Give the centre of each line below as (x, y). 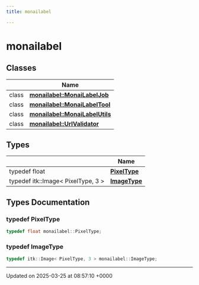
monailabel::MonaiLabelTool (70, 104)
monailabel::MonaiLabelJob (69, 94)
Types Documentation (48, 202)
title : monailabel (29, 12)
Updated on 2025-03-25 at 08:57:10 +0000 (59, 276)
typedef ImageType (35, 246)
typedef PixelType (33, 219)
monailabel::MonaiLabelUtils (70, 114)
